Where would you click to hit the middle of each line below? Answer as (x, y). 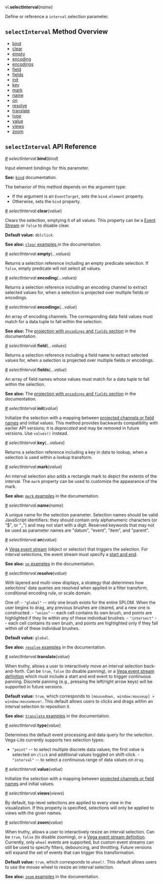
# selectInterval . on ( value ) (31, 539)
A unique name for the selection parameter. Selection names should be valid (81, 515)
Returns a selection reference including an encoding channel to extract (76, 287)
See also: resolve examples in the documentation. (55, 647)
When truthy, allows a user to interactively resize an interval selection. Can (80, 831)
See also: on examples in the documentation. (50, 564)
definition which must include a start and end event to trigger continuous (78, 676)
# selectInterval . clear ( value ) (34, 211)
